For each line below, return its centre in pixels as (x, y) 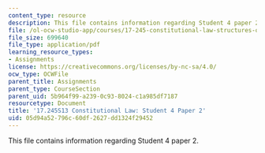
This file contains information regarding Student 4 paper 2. (104, 140)
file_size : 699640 (38, 37)
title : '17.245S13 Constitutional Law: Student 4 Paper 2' (107, 111)
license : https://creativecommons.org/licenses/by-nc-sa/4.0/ (112, 67)
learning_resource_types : (50, 52)
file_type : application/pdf (54, 45)
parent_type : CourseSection (54, 89)
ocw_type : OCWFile (38, 74)
